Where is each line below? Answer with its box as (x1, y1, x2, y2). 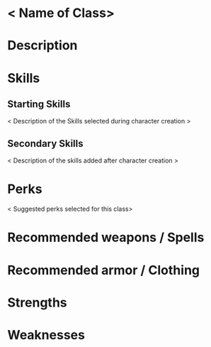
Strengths (7, 294, 67, 310)
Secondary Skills (7, 137, 84, 150)
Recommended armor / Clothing (7, 262, 200, 278)
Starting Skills (7, 98, 71, 110)
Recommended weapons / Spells (7, 229, 205, 246)
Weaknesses (7, 326, 85, 343)
